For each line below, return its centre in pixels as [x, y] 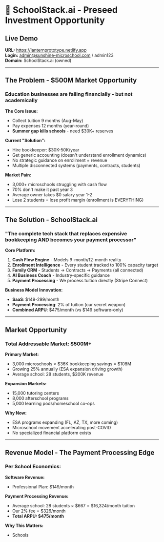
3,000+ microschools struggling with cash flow [60, 184]
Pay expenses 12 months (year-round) [51, 125]
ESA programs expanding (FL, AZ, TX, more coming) [65, 422]
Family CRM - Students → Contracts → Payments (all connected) [78, 270]
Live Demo [21, 38]
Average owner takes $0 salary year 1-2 [52, 194]
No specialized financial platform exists [51, 433]
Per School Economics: [33, 467]
